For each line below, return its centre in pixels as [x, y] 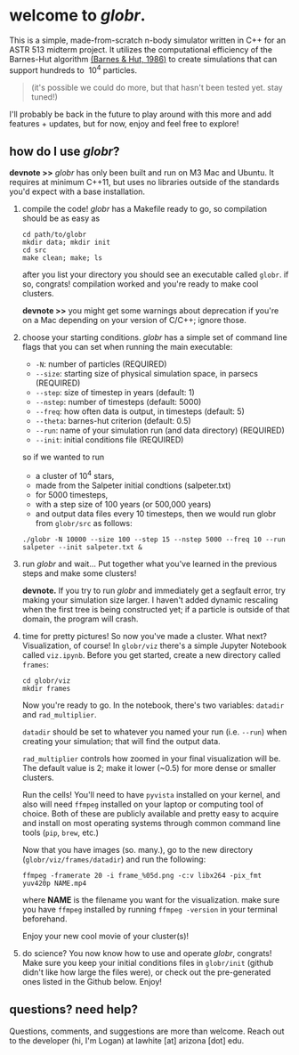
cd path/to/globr [54, 235]
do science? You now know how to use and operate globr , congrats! [147, 954]
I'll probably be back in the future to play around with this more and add [141, 114]
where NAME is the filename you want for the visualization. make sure [151, 900]
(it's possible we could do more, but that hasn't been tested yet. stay [157, 87]
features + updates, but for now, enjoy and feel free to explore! [124, 123]
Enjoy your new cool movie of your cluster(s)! [105, 937]
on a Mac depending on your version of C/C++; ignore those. [134, 321]
